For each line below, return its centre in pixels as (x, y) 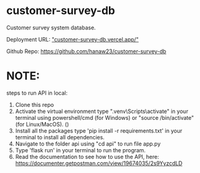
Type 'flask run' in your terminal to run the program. (80, 150)
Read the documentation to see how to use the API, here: (87, 156)
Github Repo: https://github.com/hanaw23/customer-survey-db (86, 51)
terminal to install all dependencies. (60, 137)
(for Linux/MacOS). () (42, 124)
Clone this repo (34, 105)
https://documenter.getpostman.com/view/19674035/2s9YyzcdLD (99, 163)
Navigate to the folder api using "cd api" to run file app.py (88, 144)
